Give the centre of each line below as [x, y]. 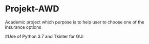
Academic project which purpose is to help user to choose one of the [75, 22]
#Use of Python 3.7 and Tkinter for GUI [44, 36]
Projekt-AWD [32, 9]
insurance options [23, 27]
